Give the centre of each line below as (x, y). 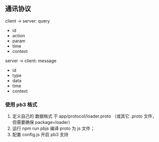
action (19, 35)
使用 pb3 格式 (21, 104)
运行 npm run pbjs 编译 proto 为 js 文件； (53, 128)
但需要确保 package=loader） (42, 122)
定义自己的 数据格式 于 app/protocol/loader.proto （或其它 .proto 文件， (84, 116)
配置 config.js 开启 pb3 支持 (40, 135)
